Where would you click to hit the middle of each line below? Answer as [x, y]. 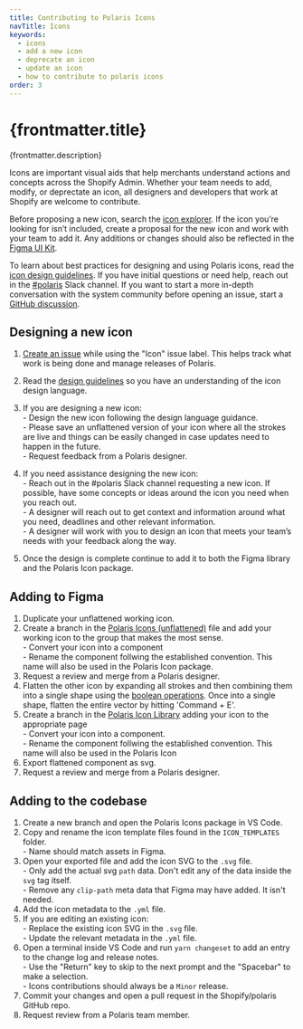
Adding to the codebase [78, 800]
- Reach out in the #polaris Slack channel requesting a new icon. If [147, 483]
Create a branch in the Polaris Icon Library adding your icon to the [146, 715]
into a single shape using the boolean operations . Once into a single [149, 696]
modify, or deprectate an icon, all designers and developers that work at [144, 192]
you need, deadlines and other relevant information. [119, 522]
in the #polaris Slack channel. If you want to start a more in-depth [132, 284]
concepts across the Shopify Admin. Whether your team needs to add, [141, 182]
